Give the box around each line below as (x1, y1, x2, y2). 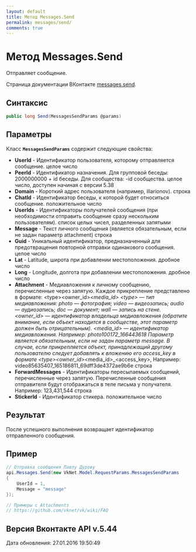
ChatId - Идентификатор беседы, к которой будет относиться (14, 194, 170, 201)
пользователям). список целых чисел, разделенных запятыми (14, 219, 171, 226)
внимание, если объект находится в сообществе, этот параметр (14, 318, 178, 325)
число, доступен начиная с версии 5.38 (14, 181, 114, 188)
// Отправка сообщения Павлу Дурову (6, 464, 95, 471)
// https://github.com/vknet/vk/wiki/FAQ (6, 507, 109, 513)
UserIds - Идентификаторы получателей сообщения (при (14, 206, 158, 213)
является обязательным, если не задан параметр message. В (14, 337, 170, 344)
